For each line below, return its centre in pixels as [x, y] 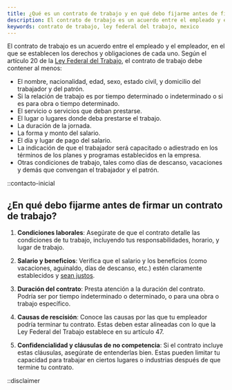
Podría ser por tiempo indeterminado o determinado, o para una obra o [118, 296]
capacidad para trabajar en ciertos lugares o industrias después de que [119, 360]
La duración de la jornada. [54, 126]
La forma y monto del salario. [59, 133]
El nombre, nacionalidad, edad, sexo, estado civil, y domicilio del [109, 82]
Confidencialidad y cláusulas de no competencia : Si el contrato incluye [120, 345]
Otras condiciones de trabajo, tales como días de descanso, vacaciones [120, 163]
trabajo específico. [44, 304]
